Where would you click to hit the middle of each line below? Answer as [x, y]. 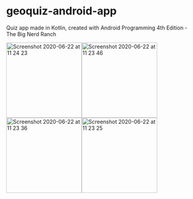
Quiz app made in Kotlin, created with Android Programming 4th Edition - [97, 28]
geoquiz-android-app [62, 11]
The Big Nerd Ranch [31, 34]
